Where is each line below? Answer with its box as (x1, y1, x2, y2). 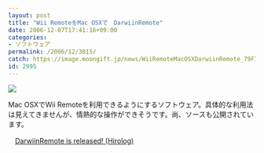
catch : (8, 56, 30, 64)
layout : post (8, 11, 51, 20)
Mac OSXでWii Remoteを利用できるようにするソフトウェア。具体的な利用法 (8, 100, 254, 109)
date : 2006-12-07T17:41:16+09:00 (8, 26, 118, 34)
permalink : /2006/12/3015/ (8, 48, 97, 56)
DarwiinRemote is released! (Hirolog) (15, 136, 134, 145)
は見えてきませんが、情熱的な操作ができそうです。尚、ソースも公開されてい (8, 109, 254, 118)
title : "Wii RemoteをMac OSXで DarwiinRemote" (8, 19, 163, 27)
